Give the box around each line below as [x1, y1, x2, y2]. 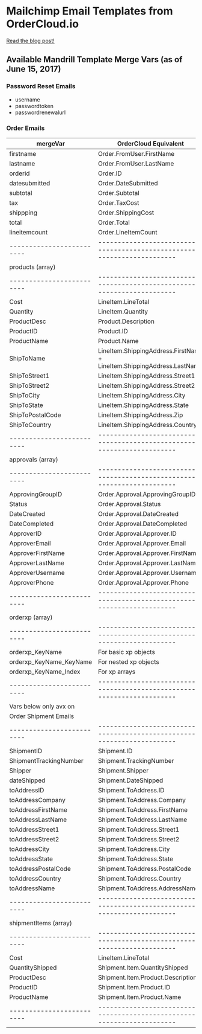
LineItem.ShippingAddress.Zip [98, 411, 183, 419]
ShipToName [9, 354, 46, 362]
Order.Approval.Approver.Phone [98, 578, 189, 586]
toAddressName [9, 884, 55, 892]
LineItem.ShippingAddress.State [98, 400, 189, 409]
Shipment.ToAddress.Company [98, 795, 186, 804]
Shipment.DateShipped [98, 776, 164, 785]
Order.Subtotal [98, 188, 139, 197]
